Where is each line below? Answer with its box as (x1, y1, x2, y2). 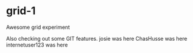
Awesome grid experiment (6, 24, 70, 31)
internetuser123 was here (6, 41, 68, 48)
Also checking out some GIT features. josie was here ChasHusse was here (6, 35, 188, 42)
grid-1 (6, 4, 36, 18)
